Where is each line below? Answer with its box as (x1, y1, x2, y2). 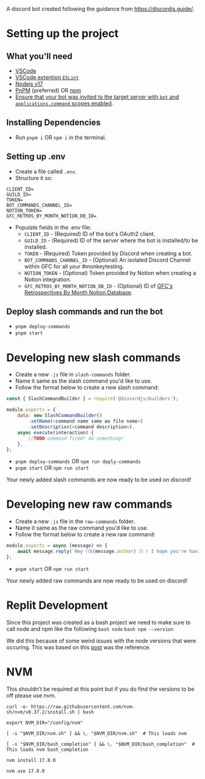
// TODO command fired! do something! (28, 435, 124, 442)
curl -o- (6, 704, 29, 710)
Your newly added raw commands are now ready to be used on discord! (6, 577, 188, 584)
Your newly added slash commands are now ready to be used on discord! (6, 476, 192, 483)
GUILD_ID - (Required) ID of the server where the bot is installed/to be (24, 236, 198, 244)
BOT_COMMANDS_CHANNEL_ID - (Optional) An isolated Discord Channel (24, 256, 191, 263)
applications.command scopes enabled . (15, 100, 113, 107)
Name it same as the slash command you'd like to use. (15, 377, 153, 385)
